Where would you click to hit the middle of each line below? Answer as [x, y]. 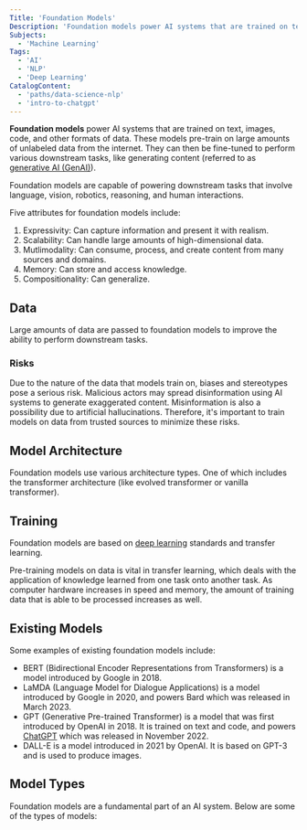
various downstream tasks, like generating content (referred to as [133, 158]
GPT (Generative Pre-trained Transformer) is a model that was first [148, 716]
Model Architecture [66, 450]
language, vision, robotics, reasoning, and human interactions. [127, 195]
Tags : [20, 52]
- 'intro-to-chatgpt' [59, 103]
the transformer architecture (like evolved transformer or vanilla [129, 483]
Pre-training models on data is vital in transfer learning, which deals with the [153, 570]
